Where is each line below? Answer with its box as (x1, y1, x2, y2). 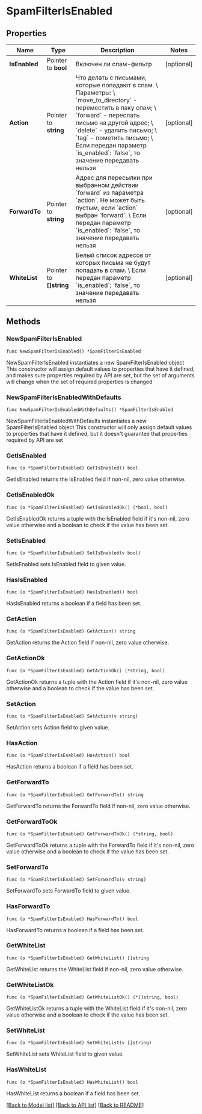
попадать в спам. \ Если (75, 266, 146, 274)
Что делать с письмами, (75, 73, 147, 82)
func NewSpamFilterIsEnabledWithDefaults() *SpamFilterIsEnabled (6, 406, 173, 413)
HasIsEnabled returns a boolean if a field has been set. (6, 600, 142, 607)
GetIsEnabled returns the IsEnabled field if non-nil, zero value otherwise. (6, 475, 186, 483)
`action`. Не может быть (75, 196, 145, 204)
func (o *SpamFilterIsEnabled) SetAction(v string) (6, 713, 138, 720)
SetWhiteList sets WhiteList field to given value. (6, 1050, 124, 1057)
